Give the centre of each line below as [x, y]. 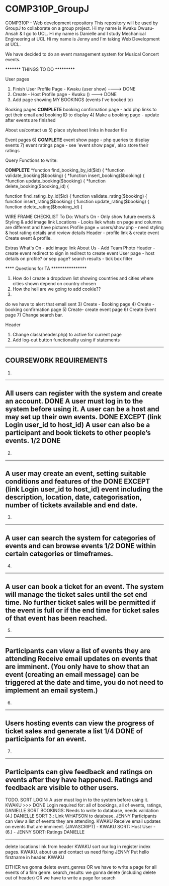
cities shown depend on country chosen [54, 283]
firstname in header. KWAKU [35, 857]
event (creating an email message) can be [72, 675]
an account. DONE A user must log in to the [74, 401]
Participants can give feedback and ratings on [79, 772]
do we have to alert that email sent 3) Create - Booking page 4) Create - [80, 304]
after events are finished [30, 120]
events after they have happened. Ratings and [79, 780]
